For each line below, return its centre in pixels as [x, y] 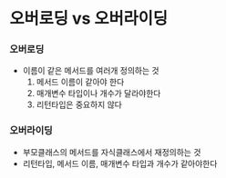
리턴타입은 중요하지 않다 [79, 104]
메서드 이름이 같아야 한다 [80, 82]
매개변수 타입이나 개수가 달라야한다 [98, 94]
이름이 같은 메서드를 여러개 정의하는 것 [91, 71]
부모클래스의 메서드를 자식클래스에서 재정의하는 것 [112, 152]
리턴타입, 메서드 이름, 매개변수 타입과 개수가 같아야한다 [120, 163]
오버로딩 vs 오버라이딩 [89, 19]
